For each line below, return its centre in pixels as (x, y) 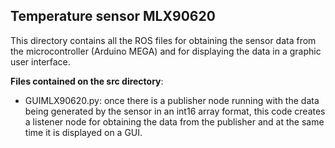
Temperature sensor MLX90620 (113, 16)
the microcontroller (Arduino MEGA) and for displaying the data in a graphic (166, 51)
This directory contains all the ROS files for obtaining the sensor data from (163, 40)
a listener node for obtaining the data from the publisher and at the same (174, 121)
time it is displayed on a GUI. (83, 132)
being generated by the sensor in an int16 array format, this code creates (175, 111)
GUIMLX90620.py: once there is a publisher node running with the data (172, 100)
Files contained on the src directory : (87, 81)
